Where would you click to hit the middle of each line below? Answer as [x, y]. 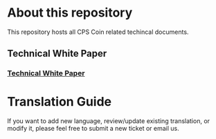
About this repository [70, 13]
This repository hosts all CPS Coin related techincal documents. [98, 32]
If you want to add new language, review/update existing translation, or [108, 121]
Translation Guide [60, 102]
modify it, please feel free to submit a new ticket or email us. [93, 129]
